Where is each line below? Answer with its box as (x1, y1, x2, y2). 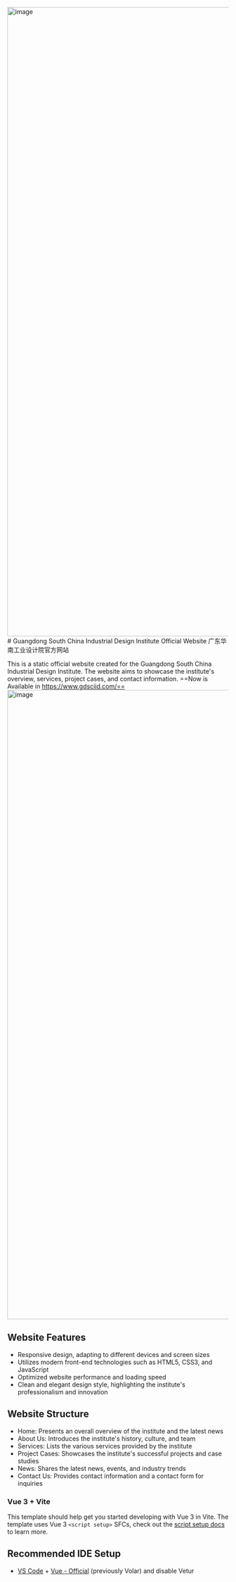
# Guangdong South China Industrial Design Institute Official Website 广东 (7, 637, 221, 645)
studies (17, 1456, 39, 1465)
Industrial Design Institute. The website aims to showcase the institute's (7, 667, 215, 675)
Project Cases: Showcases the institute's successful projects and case (17, 1449, 223, 1458)
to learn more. (7, 1527, 48, 1536)
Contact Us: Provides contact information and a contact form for (17, 1472, 204, 1480)
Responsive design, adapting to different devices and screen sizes (17, 1350, 210, 1358)
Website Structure (7, 1408, 89, 1420)
